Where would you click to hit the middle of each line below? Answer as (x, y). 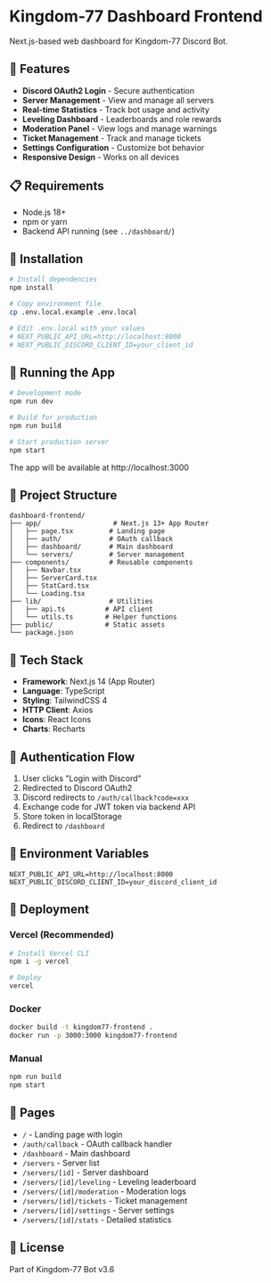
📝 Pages (32, 1113)
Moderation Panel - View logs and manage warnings (119, 128)
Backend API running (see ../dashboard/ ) (99, 231)
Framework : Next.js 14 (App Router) (89, 682)
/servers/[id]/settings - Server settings (98, 1210)
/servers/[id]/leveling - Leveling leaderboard (109, 1181)
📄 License (37, 1248)
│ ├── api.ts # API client (81, 609)
